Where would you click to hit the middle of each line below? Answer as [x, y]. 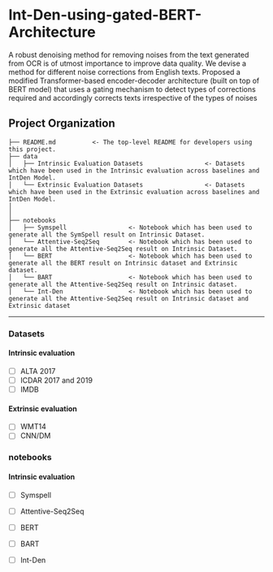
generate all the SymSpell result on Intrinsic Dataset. [107, 234]
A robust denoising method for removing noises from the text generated [129, 54]
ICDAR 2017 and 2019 [56, 380]
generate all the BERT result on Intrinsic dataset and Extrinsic [123, 263]
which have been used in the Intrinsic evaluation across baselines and [134, 171]
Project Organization [62, 123]
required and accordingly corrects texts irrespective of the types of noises [133, 97]
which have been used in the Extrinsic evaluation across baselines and [134, 192]
